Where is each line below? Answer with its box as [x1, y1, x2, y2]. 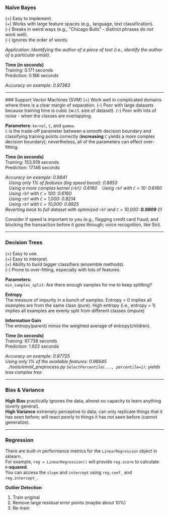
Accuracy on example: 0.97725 [5, 353, 70, 359]
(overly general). [5, 403, 40, 409]
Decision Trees [5, 239, 43, 246]
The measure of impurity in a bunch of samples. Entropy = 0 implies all [5, 297, 152, 303]
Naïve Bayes [5, 4, 37, 11]
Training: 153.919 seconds [5, 159, 59, 165]
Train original [12, 494, 40, 500]
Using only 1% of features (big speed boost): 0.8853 [9, 180, 118, 186]
